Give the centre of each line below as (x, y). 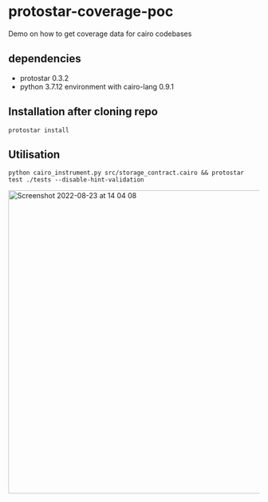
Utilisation (34, 154)
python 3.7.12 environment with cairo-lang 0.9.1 (97, 86)
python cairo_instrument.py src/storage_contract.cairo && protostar (126, 173)
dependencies (45, 59)
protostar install (39, 130)
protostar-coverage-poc (91, 12)
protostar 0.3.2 (44, 78)
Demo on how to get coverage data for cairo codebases (100, 34)
